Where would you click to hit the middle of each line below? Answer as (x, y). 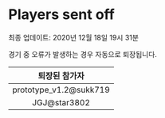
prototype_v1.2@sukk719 (61, 89)
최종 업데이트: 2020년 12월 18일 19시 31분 (74, 37)
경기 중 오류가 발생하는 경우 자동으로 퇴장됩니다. (83, 54)
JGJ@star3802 (61, 102)
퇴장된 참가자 (61, 75)
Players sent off (62, 15)
